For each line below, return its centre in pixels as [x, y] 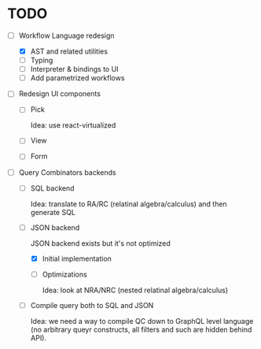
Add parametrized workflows [77, 78]
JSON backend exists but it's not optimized [100, 243]
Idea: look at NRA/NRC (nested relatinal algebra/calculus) [135, 290]
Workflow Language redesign [66, 35]
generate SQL [53, 212]
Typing [42, 61]
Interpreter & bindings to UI [74, 69]
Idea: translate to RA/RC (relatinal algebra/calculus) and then [129, 204]
